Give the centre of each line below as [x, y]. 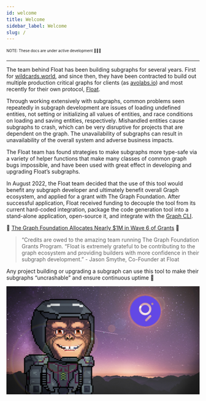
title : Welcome [26, 19]
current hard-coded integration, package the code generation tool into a [97, 210]
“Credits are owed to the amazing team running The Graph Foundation [110, 240]
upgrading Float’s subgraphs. [44, 172]
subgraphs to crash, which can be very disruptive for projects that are [95, 127]
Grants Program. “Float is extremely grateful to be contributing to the [108, 246]
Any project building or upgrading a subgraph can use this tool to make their [103, 271]
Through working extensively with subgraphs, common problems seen [96, 101]
